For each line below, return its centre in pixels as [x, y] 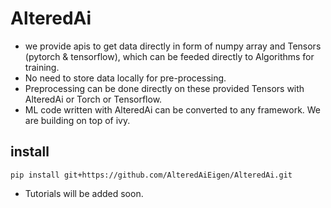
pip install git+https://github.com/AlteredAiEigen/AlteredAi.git [151, 175]
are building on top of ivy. [77, 120]
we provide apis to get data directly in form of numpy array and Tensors [173, 46]
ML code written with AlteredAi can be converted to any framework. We [173, 109]
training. [42, 67]
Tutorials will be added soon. [84, 193]
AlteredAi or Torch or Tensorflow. [93, 99]
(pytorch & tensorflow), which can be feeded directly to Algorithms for [169, 56]
